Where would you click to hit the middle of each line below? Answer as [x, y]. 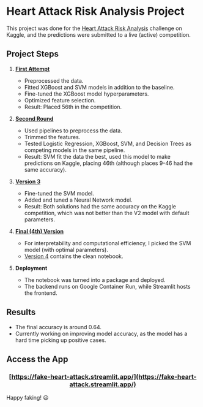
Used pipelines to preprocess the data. [73, 131]
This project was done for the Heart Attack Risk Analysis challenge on [94, 28]
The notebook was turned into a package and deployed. [95, 280]
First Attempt [32, 69]
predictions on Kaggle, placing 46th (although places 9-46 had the [109, 163]
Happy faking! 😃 [28, 398]
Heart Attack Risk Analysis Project [95, 11]
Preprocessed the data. [54, 80]
